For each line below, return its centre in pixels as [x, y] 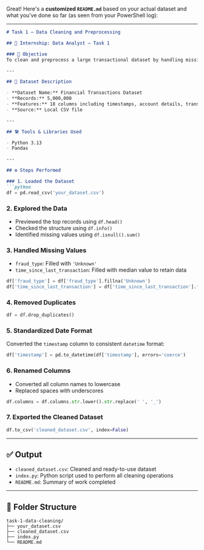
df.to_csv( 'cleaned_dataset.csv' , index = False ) [68, 430]
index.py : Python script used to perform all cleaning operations [94, 476]
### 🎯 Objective [27, 54]
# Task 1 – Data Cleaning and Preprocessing [63, 32]
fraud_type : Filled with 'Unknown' [56, 264]
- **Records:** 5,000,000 [39, 99]
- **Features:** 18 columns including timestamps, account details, [95, 104]
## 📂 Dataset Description [39, 82]
